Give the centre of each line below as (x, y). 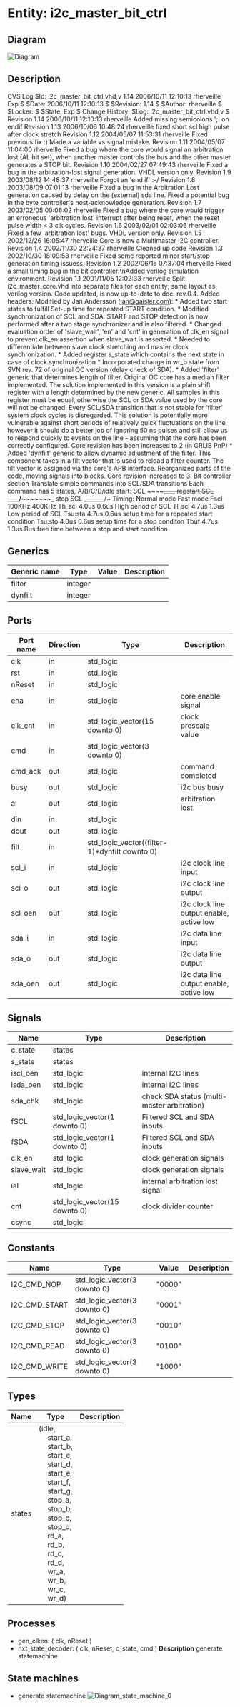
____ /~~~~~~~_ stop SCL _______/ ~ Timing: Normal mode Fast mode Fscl (115, 499)
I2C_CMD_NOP (36, 1285)
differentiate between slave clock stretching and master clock (98, 346)
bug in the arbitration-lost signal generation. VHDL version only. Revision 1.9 (119, 172)
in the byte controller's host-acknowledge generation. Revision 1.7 (105, 202)
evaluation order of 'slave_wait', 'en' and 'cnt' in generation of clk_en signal (118, 331)
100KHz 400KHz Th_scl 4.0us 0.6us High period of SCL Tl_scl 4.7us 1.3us (116, 506)
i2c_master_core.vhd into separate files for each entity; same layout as (111, 286)
